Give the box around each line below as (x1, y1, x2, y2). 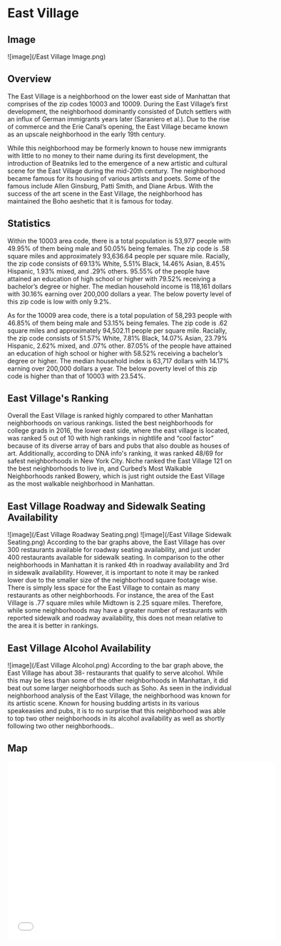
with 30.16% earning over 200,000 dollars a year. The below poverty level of (7, 289, 232, 298)
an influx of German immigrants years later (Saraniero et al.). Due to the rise (7, 114, 230, 123)
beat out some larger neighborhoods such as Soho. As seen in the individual (7, 684, 232, 693)
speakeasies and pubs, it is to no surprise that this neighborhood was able (7, 707, 226, 715)
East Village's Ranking (7, 393, 109, 405)
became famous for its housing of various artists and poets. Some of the (7, 173, 220, 183)
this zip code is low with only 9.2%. (7, 297, 112, 306)
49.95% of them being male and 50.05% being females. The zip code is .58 (7, 244, 230, 253)
